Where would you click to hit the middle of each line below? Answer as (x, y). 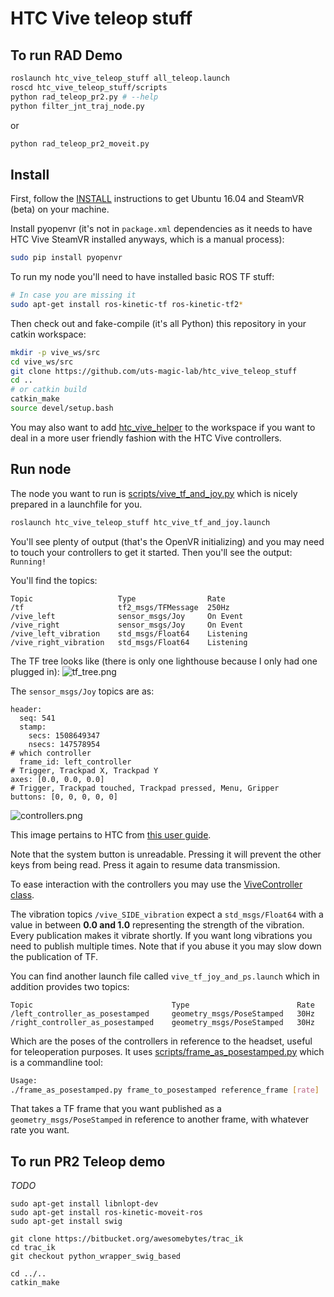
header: (26, 709)
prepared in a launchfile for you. (76, 504)
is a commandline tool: (56, 1062)
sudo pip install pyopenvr (66, 258)
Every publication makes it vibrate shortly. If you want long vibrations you (161, 935)
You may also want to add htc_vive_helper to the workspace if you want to (163, 427)
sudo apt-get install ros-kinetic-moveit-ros (106, 1213)
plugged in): (35, 671)
